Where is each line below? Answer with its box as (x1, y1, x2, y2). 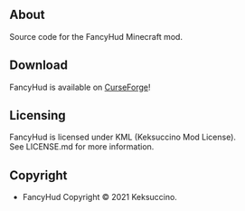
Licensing (9, 108, 66, 123)
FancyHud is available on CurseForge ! (9, 82, 151, 92)
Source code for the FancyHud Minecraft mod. (9, 31, 184, 42)
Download (9, 58, 68, 73)
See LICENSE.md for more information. (9, 141, 155, 152)
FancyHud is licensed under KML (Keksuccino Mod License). (9, 131, 237, 143)
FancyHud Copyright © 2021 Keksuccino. (22, 192, 178, 203)
